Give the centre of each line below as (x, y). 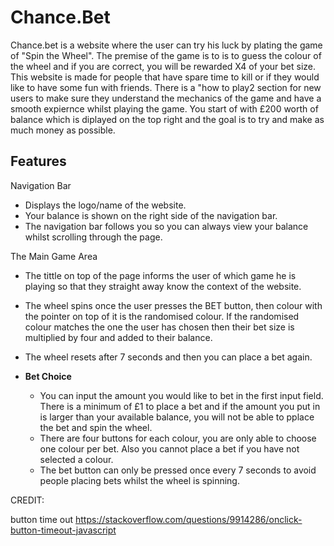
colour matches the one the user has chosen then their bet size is (159, 327)
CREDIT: (27, 500)
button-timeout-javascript (63, 530)
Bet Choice (48, 376)
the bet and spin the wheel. (96, 427)
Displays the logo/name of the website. (105, 205)
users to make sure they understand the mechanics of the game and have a (166, 98)
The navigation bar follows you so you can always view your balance (166, 226)
